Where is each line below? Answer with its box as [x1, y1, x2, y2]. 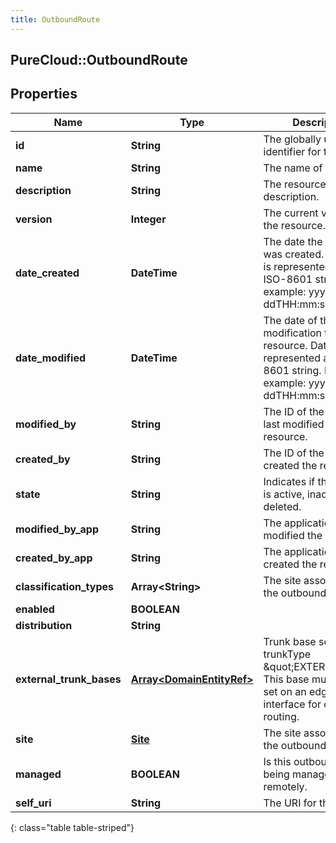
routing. [263, 709, 300, 723]
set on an [263, 684, 307, 698]
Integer [130, 212, 167, 226]
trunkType [263, 647, 312, 661]
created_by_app [15, 551, 93, 565]
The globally [263, 132, 322, 146]
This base [263, 672, 310, 686]
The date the [263, 234, 323, 248]
